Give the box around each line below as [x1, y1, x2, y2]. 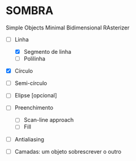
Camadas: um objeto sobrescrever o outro [14, 148, 122, 155]
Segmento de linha [23, 48, 72, 55]
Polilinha [23, 55, 45, 62]
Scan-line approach [23, 116, 74, 124]
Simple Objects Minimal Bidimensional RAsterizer [6, 24, 130, 31]
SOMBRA [6, 4, 53, 18]
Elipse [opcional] [14, 92, 58, 99]
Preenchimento [14, 104, 53, 111]
